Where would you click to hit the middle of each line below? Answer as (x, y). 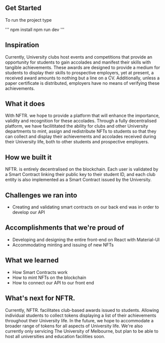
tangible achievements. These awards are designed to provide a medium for (83, 67)
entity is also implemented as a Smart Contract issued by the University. (78, 180)
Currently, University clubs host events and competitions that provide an (79, 57)
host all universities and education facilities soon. (55, 336)
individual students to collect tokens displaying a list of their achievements (81, 315)
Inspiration (22, 45)
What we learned (32, 260)
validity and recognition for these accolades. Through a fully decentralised (81, 121)
